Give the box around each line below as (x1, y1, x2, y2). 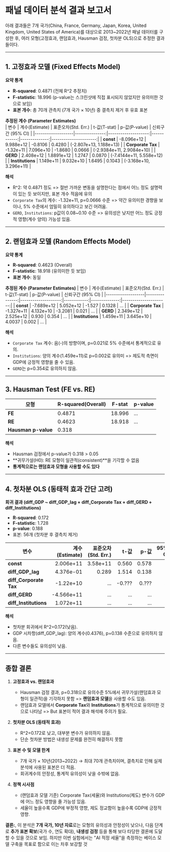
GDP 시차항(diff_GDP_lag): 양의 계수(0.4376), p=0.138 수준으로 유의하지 (12, 630, 158, 637)
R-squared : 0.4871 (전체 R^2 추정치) (12, 87, 87, 94)
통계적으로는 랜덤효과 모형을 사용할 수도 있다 (12, 463, 100, 470)
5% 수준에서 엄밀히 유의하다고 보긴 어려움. (23, 203, 108, 209)
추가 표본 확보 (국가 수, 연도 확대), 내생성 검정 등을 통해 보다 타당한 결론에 (10, 829, 153, 834)
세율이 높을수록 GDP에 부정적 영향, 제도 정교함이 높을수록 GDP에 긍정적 (20, 805, 162, 811)
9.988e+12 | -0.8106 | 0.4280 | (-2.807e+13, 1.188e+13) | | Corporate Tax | (5, 141, 160, 147)
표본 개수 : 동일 (12, 274, 41, 280)
